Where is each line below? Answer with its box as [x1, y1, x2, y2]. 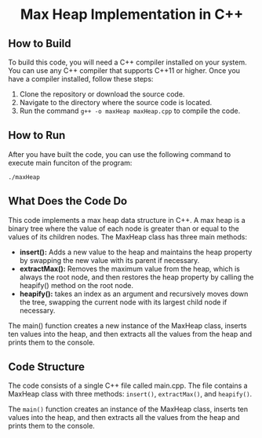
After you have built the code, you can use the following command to [8, 149, 231, 159]
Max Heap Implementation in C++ [20, 5, 244, 24]
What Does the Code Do [8, 195, 128, 208]
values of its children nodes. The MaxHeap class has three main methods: [8, 232, 247, 241]
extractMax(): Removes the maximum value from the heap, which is [19, 264, 241, 273]
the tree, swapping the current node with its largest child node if [19, 297, 227, 307]
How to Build [8, 37, 72, 50]
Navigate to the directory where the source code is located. [19, 98, 213, 107]
